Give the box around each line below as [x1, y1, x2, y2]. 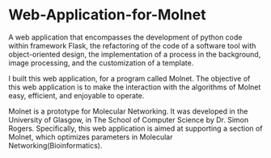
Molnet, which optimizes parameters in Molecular [8, 131, 173, 142]
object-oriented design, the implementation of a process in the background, [8, 49, 261, 59]
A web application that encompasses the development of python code [8, 32, 243, 42]
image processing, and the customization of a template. [8, 58, 194, 68]
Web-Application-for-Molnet [8, 6, 206, 24]
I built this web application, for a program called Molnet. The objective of [8, 73, 251, 83]
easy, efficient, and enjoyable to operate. [8, 90, 145, 100]
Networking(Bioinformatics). [8, 140, 103, 150]
